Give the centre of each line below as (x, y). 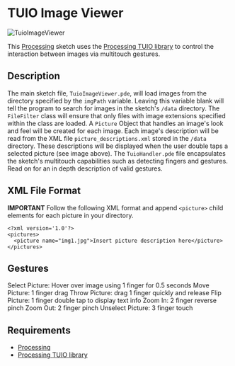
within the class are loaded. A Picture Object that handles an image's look (115, 123)
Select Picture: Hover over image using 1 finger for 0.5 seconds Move (109, 285)
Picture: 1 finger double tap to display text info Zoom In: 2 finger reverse (112, 301)
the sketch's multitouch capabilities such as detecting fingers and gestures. (117, 161)
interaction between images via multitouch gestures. (84, 54)
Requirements (39, 330)
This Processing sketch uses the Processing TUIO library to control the (111, 46)
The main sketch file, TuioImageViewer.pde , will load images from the (107, 93)
